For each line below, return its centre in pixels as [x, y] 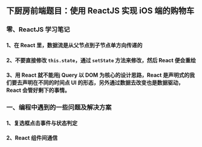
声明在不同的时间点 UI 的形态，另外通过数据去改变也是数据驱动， [103, 83]
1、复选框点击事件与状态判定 [42, 123]
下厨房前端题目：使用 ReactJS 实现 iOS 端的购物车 [100, 11]
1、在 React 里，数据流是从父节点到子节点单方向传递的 [74, 45]
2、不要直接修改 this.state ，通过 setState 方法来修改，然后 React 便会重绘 [101, 60]
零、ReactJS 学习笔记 [38, 30]
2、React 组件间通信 [32, 138]
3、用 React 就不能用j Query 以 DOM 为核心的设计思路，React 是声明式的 [98, 75]
